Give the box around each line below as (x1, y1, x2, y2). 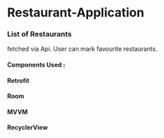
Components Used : (7, 60, 65, 69)
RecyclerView (7, 124, 48, 132)
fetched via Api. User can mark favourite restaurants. (7, 45, 158, 53)
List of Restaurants (7, 30, 72, 39)
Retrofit (7, 76, 30, 84)
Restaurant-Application (7, 5, 145, 21)
